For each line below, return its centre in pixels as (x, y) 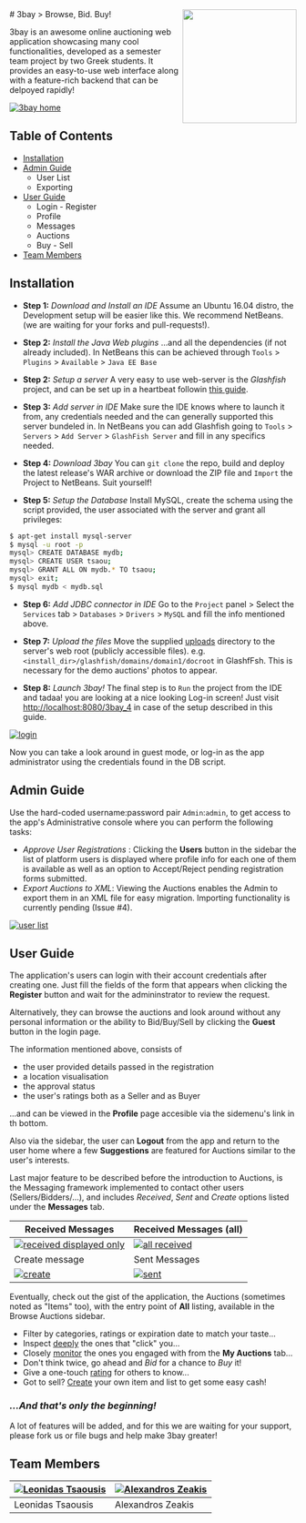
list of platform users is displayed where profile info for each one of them (159, 858)
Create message (49, 1260)
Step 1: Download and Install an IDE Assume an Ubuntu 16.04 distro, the (158, 305)
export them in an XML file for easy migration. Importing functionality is (156, 898)
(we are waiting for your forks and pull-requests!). (116, 325)
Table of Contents (61, 136)
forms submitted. (55, 878)
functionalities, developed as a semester (85, 51)
